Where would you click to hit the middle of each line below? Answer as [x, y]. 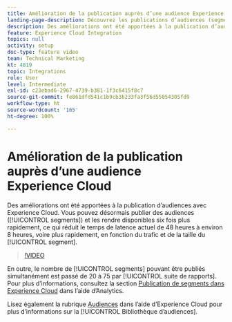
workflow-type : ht [33, 104]
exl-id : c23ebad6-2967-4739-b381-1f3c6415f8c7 [75, 91]
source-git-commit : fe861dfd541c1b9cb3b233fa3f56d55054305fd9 [98, 97]
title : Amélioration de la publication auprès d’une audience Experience [116, 13]
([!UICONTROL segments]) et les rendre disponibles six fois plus [99, 220]
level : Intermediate [37, 84]
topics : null [26, 39]
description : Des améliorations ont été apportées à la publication [108, 26]
